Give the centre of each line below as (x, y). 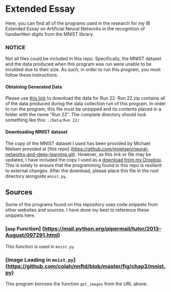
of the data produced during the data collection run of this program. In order (86, 104)
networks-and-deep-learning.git (40, 154)
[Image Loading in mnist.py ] (40, 260)
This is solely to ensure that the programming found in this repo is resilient (83, 165)
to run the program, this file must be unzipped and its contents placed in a (83, 109)
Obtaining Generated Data (34, 87)
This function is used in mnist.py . (40, 246)
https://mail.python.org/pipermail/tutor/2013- (103, 229)
